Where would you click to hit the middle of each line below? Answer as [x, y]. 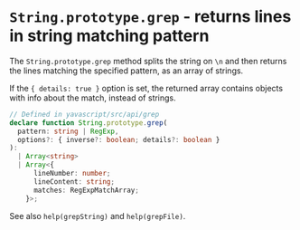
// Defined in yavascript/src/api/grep [84, 114]
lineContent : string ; [74, 182]
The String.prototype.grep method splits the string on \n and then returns [148, 61]
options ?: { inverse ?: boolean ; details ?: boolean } [119, 139]
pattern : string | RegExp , [68, 131]
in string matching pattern [109, 36]
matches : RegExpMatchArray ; [86, 190]
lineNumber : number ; [72, 174]
